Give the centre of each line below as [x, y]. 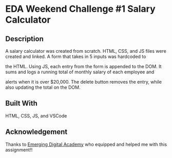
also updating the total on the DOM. [43, 87]
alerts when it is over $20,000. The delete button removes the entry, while [84, 82]
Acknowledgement [36, 132]
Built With [21, 103]
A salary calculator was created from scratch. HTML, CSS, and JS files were [86, 51]
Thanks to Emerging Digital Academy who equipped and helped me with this [86, 144]
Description [24, 39]
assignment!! [19, 150]
